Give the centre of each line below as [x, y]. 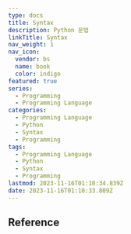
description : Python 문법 [49, 30]
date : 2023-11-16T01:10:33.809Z [60, 190]
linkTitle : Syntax [38, 37]
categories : [27, 111]
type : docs [26, 15]
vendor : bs [33, 60]
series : [21, 88]
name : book [33, 67]
